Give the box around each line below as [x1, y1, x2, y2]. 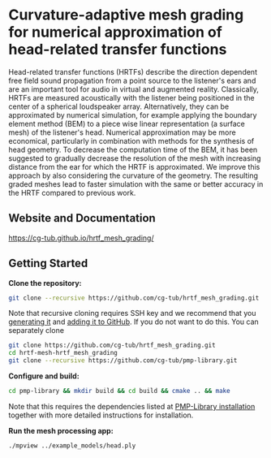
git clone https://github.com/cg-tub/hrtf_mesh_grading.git [8, 341, 217, 350]
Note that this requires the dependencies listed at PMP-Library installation [8, 401, 256, 411]
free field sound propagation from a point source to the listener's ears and [8, 76, 256, 85]
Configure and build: [8, 371, 80, 381]
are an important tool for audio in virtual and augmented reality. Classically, [8, 84, 260, 94]
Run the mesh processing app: [8, 426, 114, 435]
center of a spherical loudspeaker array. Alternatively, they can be [8, 102, 230, 111]
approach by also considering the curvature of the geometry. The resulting [8, 171, 258, 180]
